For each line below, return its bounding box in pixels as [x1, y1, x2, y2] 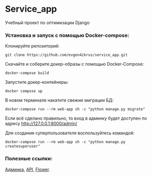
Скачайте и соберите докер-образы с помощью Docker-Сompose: [5, 61, 144, 67]
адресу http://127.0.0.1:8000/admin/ [5, 121, 77, 126]
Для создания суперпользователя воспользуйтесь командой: [5, 130, 135, 136]
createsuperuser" [5, 144, 41, 149]
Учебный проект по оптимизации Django [5, 20, 90, 25]
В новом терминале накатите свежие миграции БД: [5, 97, 114, 103]
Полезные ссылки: [5, 155, 53, 162]
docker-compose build [5, 71, 49, 76]
